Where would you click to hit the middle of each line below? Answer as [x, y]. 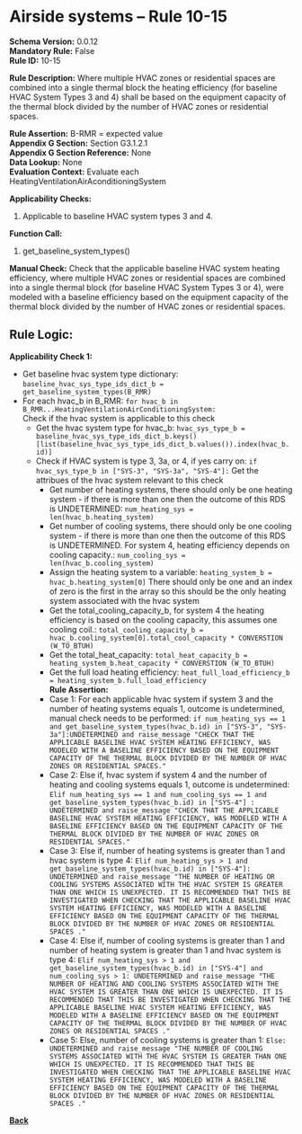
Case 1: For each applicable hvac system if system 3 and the [161, 699]
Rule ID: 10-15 [35, 60]
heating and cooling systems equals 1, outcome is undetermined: [169, 784]
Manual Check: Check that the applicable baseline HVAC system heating [145, 268]
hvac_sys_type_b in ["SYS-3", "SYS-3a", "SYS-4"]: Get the [147, 470]
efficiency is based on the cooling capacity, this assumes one [163, 620]
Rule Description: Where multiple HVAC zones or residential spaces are [142, 77]
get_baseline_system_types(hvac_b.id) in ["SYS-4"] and [156, 968]
